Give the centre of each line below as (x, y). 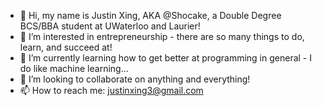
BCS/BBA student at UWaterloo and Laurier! (110, 26)
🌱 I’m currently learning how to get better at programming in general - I (165, 58)
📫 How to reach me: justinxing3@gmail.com (111, 90)
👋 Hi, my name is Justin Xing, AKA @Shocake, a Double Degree (150, 15)
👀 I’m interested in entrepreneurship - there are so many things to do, (162, 36)
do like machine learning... (74, 68)
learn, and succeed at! (66, 47)
